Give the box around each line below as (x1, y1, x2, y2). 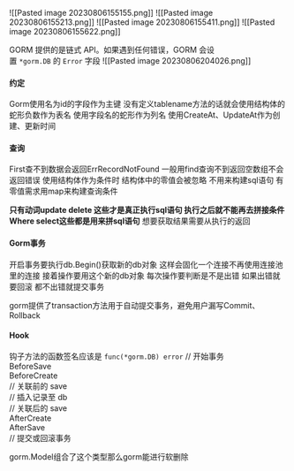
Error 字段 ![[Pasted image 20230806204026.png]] (63, 56, 252, 65)
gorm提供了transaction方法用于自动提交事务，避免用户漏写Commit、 (9, 300, 260, 310)
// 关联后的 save (9, 402, 68, 414)
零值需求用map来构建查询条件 (9, 186, 118, 197)
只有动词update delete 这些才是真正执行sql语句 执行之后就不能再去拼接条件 (9, 205, 285, 216)
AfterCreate (9, 413, 52, 423)
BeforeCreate (9, 370, 58, 381)
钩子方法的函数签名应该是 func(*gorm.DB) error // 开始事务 (9, 351, 225, 361)
